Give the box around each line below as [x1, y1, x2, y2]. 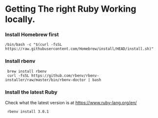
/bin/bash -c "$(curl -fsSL [5, 42, 62, 47]
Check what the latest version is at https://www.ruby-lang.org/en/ [5, 100, 137, 106]
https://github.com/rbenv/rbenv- [31, 73, 99, 78]
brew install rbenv [7, 69, 47, 74]
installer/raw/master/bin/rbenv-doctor [5, 77, 86, 82]
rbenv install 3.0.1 [7, 109, 49, 114]
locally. [5, 14, 36, 25]
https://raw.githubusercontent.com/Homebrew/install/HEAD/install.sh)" [5, 46, 154, 52]
